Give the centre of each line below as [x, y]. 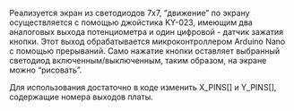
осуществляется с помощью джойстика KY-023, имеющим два [131, 22]
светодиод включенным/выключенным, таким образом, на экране [138, 60]
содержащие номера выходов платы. [82, 97]
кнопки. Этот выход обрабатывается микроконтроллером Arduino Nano [147, 41]
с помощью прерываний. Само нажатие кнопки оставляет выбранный [145, 51]
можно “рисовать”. [46, 70]
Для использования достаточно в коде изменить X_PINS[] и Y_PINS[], [143, 87]
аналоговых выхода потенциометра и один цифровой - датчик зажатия [147, 32]
